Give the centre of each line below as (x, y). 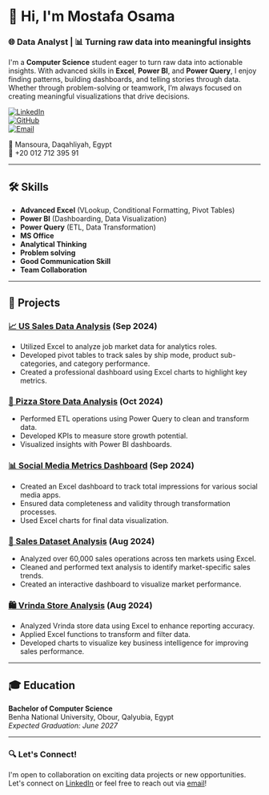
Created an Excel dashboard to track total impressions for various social (139, 486)
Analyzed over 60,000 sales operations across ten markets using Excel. (138, 558)
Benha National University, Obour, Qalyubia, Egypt (91, 716)
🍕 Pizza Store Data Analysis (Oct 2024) (86, 401)
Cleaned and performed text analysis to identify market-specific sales (135, 567)
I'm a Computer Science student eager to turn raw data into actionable (125, 63)
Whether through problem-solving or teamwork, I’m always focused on (125, 88)
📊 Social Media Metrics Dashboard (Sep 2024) (101, 466)
